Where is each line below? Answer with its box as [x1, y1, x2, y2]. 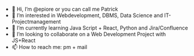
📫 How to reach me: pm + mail [11, 44, 88, 50]
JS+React [11, 37, 36, 44]
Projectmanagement [11, 18, 61, 25]
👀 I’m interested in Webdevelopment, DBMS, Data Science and [11, 12, 163, 19]
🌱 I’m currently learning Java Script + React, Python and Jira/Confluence [11, 24, 188, 31]
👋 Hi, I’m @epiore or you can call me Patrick [11, 6, 119, 12]
